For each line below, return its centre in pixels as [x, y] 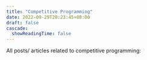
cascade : [17, 28]
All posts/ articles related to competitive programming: [74, 50]
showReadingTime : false [41, 34]
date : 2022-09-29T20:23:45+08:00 [48, 17]
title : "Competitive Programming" [50, 12]
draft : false [23, 23]
